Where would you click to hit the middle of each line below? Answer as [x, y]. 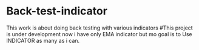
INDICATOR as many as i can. [43, 40]
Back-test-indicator [57, 11]
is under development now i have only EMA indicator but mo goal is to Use [99, 34]
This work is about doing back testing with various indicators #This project [99, 28]
